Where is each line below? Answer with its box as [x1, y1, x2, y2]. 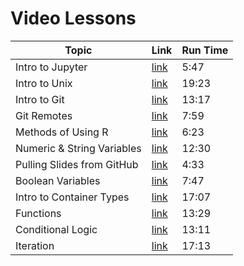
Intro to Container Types [15, 190, 130, 204]
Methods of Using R [15, 125, 109, 139]
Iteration [15, 238, 55, 252]
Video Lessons [10, 7, 137, 30]
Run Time [181, 43, 229, 57]
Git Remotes [15, 108, 73, 122]
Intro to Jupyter [15, 60, 88, 74]
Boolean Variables [15, 173, 101, 187]
